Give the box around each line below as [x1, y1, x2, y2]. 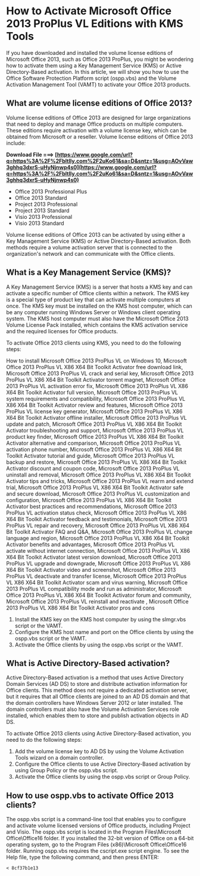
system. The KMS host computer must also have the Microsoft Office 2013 [6, 315, 189, 322]
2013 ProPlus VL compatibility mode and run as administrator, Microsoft [6, 585, 182, 592]
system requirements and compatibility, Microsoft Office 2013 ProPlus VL [6, 395, 186, 402]
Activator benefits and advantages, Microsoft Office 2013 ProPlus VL [6, 541, 175, 548]
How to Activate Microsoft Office [6, 4, 172, 18]
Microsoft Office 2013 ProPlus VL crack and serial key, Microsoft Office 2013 [6, 370, 194, 377]
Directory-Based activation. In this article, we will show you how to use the [6, 68, 189, 75]
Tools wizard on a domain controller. [14, 754, 104, 762]
